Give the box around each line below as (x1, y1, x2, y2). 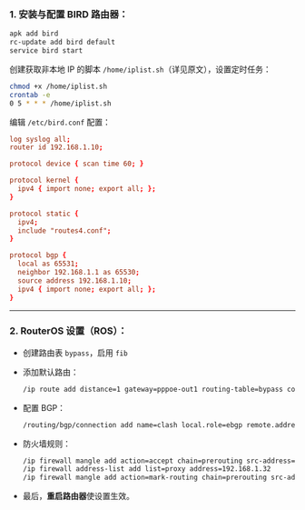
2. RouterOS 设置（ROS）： (9, 325, 128, 337)
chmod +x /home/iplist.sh (9, 82, 107, 91)
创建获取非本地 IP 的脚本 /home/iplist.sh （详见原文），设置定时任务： (9, 64, 271, 75)
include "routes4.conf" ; (17, 225, 112, 235)
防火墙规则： (22, 438, 71, 449)
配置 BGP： (22, 402, 66, 413)
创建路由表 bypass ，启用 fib (22, 347, 129, 358)
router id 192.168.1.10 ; (9, 143, 103, 152)
